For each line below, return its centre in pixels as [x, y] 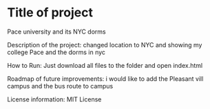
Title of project [50, 13]
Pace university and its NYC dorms [56, 32]
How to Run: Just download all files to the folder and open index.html [105, 65]
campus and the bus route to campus [60, 86]
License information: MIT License [54, 99]
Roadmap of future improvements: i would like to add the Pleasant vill [105, 78]
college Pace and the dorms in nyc [56, 52]
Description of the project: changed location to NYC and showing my [105, 45]
